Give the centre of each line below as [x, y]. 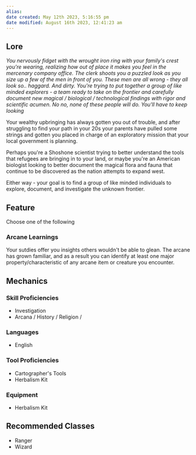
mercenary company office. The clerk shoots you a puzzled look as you [94, 73]
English [24, 345]
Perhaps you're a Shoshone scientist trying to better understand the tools [95, 153]
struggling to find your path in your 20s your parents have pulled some [92, 129]
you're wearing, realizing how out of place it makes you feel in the [86, 67]
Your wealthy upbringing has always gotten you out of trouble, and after [93, 122]
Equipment [22, 395]
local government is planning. [42, 141]
